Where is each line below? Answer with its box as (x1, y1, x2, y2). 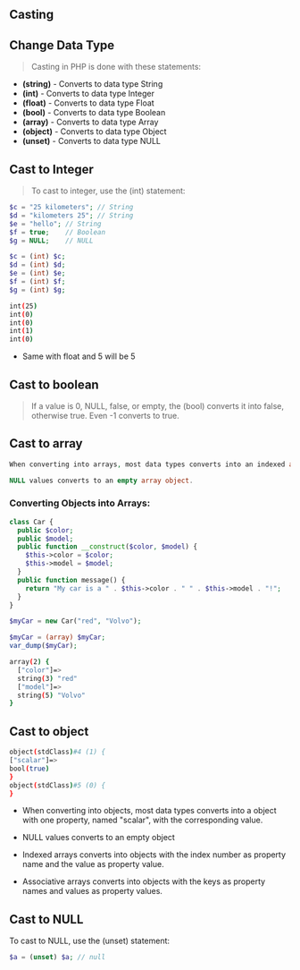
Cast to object (9, 724, 89, 739)
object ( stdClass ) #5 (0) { (9, 780, 105, 790)
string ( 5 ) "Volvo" (17, 691, 87, 700)
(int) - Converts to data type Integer (21, 89, 154, 99)
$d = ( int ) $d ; (9, 260, 66, 269)
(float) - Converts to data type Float (21, 98, 154, 108)
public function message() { (17, 575, 126, 584)
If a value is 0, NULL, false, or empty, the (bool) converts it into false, (30, 400, 284, 411)
